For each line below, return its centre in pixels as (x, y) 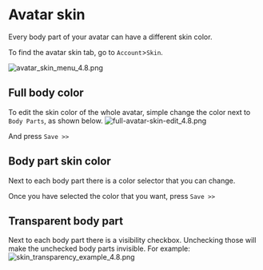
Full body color (46, 93)
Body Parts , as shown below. (56, 121)
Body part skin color (60, 161)
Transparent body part (66, 221)
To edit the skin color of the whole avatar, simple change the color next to (130, 112)
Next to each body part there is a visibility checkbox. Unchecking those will (132, 240)
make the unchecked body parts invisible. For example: (99, 248)
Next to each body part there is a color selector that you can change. (122, 181)
